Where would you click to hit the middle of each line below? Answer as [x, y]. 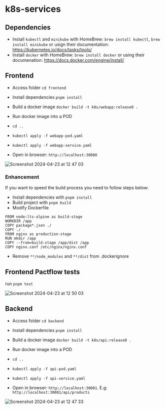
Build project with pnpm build [42, 203]
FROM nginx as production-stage [38, 234]
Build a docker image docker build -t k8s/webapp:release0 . [75, 107]
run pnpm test [19, 284]
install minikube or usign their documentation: [61, 44]
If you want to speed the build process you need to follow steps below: [77, 188]
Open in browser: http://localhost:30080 [55, 155]
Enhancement [22, 177]
